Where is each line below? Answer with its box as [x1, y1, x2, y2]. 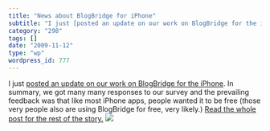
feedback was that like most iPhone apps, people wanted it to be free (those [8, 96, 261, 105]
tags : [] [8, 34, 38, 43]
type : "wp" [8, 49, 45, 57]
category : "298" [8, 27, 63, 35]
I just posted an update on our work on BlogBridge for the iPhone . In [8, 78, 234, 88]
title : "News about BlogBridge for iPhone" [8, 11, 157, 20]
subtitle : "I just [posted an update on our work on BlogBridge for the [8, 19, 257, 27]
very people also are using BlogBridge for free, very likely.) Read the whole [8, 104, 256, 113]
